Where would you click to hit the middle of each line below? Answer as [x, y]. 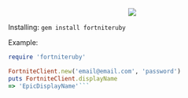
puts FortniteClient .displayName [63, 78]
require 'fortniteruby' [47, 57]
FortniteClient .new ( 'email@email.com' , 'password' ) [94, 71]
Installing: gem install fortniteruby [67, 27]
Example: [23, 42]
